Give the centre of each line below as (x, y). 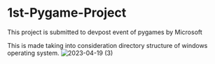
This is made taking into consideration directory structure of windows (107, 45)
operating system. (33, 53)
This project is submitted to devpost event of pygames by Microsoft (105, 32)
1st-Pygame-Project (67, 13)
